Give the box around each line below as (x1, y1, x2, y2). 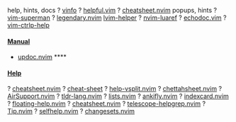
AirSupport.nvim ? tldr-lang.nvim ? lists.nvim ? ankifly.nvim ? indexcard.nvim (7, 92, 229, 101)
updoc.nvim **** (17, 53, 67, 61)
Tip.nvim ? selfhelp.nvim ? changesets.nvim (7, 107, 135, 116)
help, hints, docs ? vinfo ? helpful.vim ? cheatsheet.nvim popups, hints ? (7, 6, 218, 14)
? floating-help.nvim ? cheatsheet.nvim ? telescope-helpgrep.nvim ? (7, 99, 206, 108)
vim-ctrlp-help (7, 21, 50, 29)
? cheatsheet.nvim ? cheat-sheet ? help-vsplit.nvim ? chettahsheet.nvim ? (7, 85, 222, 93)
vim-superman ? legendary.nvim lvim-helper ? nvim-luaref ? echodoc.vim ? (7, 13, 227, 22)
